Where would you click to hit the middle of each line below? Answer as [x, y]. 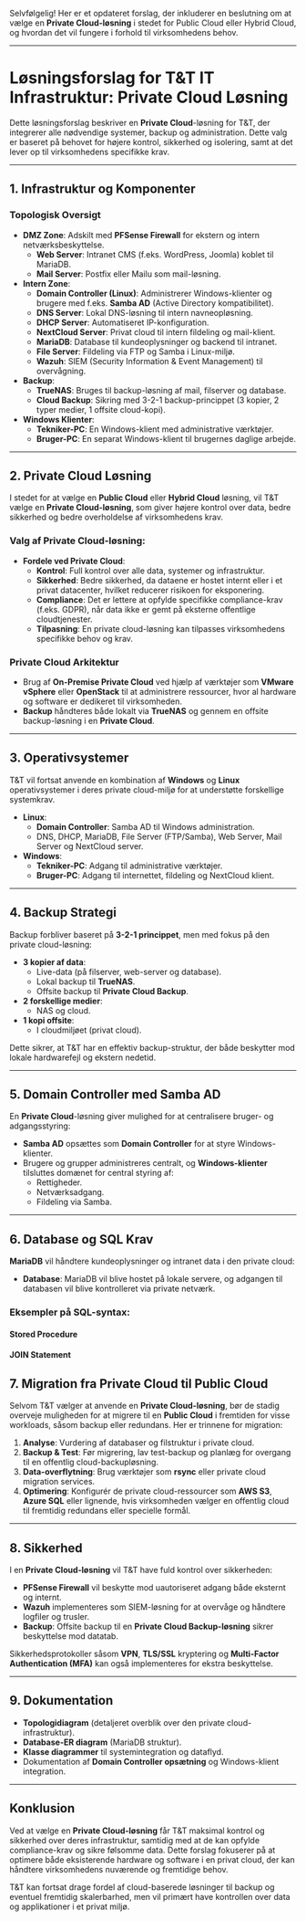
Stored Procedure [44, 1334]
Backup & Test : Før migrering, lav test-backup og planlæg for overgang [157, 1453]
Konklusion [42, 1808]
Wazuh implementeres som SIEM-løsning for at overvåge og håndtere [154, 1607]
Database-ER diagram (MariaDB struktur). [102, 1742]
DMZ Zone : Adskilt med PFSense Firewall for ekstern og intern [141, 235]
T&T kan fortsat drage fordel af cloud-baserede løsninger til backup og [142, 1887]
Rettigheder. [59, 1182]
